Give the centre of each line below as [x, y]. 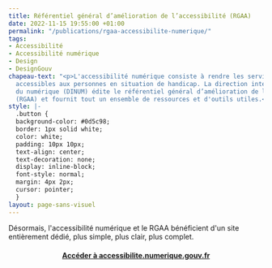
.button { [32, 115]
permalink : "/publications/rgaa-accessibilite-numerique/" [110, 31]
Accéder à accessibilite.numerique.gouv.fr [136, 255]
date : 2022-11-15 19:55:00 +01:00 [67, 24]
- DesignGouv [30, 69]
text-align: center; [50, 152]
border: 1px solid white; [59, 129]
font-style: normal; [50, 175]
